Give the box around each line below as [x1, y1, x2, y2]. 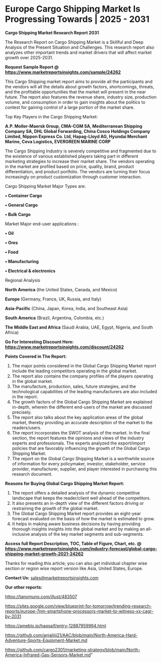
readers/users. [12, 425, 42, 430]
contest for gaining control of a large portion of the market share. [5, 104, 135, 110]
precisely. [12, 409, 32, 415]
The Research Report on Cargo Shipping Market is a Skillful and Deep [5, 39, 144, 45]
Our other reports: [5, 584, 43, 590]
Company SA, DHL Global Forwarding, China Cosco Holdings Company [5, 128, 151, 134]
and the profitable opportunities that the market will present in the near [5, 89, 146, 95]
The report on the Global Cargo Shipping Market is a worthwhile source [12, 455, 155, 462]
